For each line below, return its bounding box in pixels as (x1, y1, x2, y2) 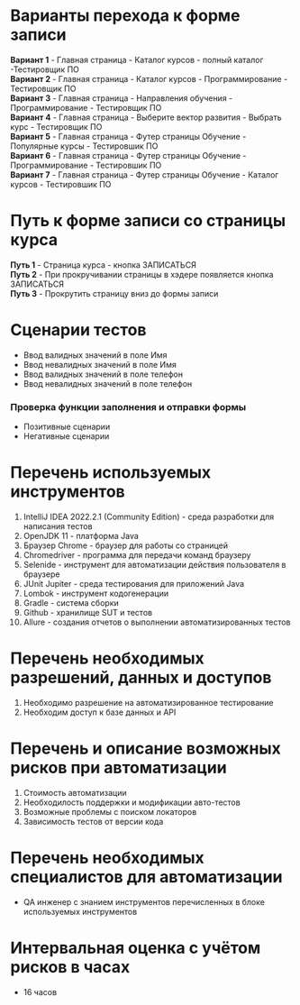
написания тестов (23, 521, 93, 532)
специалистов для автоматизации (10, 867, 283, 888)
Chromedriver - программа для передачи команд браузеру (23, 550, 251, 561)
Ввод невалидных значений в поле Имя (23, 359, 177, 370)
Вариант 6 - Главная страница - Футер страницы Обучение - (10, 150, 247, 160)
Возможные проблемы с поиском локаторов (23, 806, 197, 817)
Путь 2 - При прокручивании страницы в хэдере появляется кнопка (10, 269, 274, 279)
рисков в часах (10, 957, 131, 978)
